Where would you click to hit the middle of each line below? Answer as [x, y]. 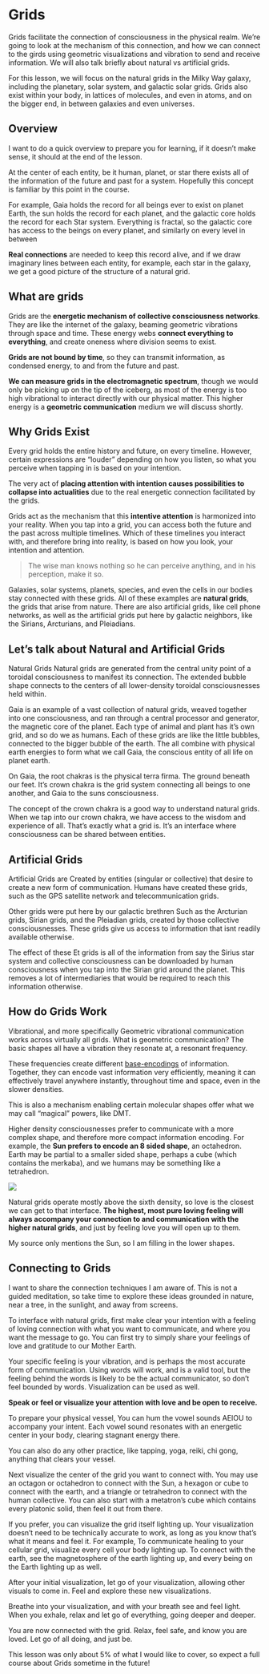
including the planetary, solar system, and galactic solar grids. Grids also [128, 87]
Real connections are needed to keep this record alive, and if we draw [125, 254]
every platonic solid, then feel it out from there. [86, 1508]
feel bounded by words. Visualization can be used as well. [104, 1387]
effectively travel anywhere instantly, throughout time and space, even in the [134, 1081]
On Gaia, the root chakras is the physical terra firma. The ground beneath [129, 776]
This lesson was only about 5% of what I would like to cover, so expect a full [134, 1654]
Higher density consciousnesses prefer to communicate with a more [121, 1129]
